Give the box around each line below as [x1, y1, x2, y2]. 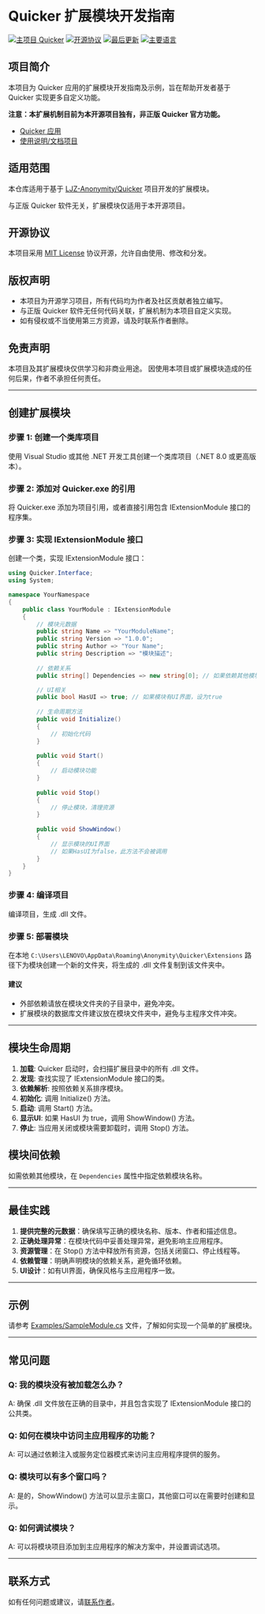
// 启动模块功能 [50, 767, 97, 775]
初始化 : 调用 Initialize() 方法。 [19, 1093, 115, 1103]
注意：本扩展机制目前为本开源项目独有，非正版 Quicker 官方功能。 [8, 109, 225, 119]
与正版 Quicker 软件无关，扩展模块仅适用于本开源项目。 [8, 201, 190, 210]
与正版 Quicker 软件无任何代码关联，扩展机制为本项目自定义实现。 [19, 306, 236, 316]
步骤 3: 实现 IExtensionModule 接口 [8, 534, 144, 545]
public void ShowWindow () [36, 826, 122, 833]
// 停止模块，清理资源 [50, 803, 114, 811]
